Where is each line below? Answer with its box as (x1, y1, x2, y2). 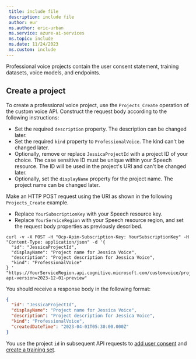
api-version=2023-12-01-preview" (6, 275, 87, 281)
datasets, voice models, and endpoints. (6, 69, 101, 76)
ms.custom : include (8, 47, 57, 53)
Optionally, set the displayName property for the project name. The (14, 175, 173, 182)
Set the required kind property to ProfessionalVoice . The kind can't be (14, 138, 185, 145)
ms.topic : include (8, 36, 54, 42)
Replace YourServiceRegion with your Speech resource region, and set (14, 216, 184, 223)
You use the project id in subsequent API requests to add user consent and (6, 340, 187, 347)
